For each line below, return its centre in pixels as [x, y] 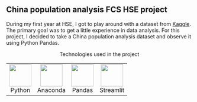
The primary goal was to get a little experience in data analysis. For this [93, 30]
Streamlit [112, 90]
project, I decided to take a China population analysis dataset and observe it [99, 36]
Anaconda [52, 90]
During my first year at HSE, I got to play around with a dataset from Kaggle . [98, 24]
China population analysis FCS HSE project [87, 10]
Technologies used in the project [99, 54]
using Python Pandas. [33, 42]
